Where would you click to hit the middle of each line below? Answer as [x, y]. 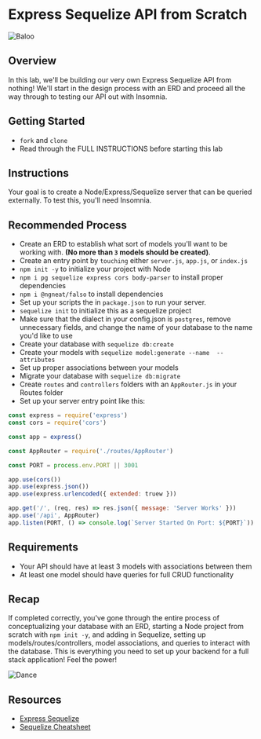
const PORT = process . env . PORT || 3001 [73, 465]
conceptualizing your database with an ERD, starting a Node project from [126, 627]
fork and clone [43, 140]
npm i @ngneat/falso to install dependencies [91, 294]
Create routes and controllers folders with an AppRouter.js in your [128, 384]
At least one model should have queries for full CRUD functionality [126, 574]
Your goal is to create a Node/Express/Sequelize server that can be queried [130, 192]
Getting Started [47, 121]
